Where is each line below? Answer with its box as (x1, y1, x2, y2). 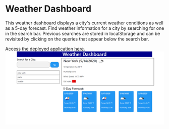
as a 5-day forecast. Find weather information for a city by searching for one (5, 25, 164, 31)
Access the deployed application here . (5, 46, 85, 52)
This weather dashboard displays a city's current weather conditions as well (5, 20, 164, 26)
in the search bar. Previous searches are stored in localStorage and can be (5, 30, 160, 36)
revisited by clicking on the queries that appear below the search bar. (5, 36, 149, 42)
